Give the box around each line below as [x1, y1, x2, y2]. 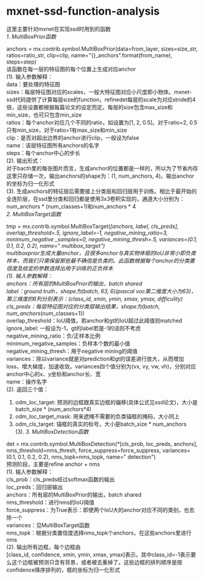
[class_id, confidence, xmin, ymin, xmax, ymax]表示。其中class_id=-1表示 [6, 551, 191, 558]
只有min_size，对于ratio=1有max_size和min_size [6, 126, 127, 134]
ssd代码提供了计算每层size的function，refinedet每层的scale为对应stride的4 [6, 96, 196, 103]
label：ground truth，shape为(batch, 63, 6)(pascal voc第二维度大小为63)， [6, 287, 197, 294]
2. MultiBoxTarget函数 [6, 210, 62, 217]
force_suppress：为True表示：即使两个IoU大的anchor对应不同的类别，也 [6, 506, 190, 514]
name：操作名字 [6, 377, 47, 385]
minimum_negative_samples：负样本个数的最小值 [6, 340, 131, 347]
